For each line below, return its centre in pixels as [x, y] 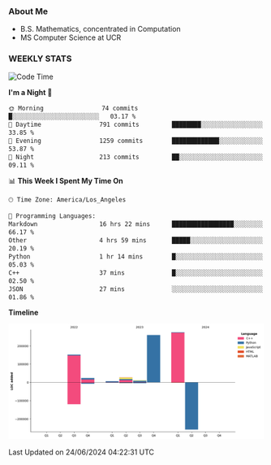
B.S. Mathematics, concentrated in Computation [100, 29]
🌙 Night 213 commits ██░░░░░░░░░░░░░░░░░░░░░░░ [136, 157]
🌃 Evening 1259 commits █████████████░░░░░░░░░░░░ [136, 141]
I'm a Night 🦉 [30, 92]
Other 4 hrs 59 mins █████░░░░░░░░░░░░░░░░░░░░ [136, 240]
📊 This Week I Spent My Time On [66, 180]
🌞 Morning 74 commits [73, 108]
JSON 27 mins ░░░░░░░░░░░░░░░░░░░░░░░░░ [136, 289]
